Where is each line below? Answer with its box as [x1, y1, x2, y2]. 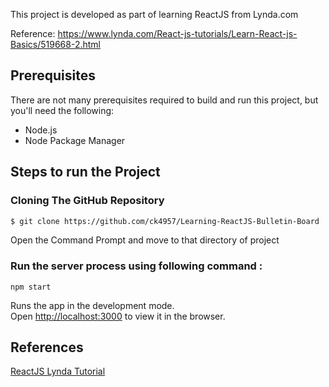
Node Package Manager [24, 134, 126, 146]
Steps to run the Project [10, 164, 161, 181]
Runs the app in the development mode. [10, 299, 175, 311]
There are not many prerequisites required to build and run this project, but [10, 94, 319, 106]
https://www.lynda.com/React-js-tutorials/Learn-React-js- [57, 28, 298, 39]
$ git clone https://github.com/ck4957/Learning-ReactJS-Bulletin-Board [10, 216, 320, 226]
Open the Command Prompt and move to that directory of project [10, 234, 280, 246]
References [10, 339, 84, 356]
